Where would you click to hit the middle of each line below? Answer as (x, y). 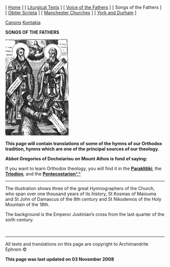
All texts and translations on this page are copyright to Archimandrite (77, 244)
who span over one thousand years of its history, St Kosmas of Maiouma (81, 194)
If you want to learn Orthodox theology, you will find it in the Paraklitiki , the (83, 168)
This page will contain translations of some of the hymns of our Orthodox (84, 143)
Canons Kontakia (23, 23)
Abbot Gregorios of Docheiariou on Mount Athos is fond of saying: (76, 159)
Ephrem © (16, 249)
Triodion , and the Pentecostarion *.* (43, 174)
